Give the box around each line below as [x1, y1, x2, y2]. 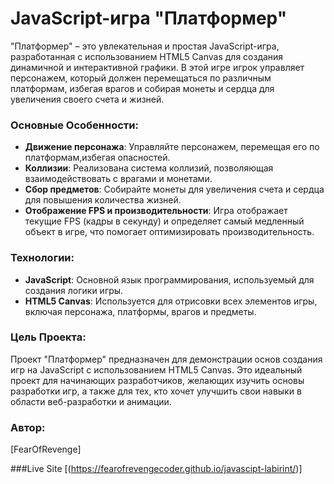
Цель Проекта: [10, 330, 87, 344]
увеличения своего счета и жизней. [10, 93, 165, 105]
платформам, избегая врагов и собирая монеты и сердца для [10, 82, 275, 94]
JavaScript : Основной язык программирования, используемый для [24, 273, 315, 286]
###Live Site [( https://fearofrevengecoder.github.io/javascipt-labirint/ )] [10, 463, 303, 475]
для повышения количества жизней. [24, 194, 182, 206]
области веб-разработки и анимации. [10, 395, 172, 407]
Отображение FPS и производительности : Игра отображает [24, 205, 288, 217]
